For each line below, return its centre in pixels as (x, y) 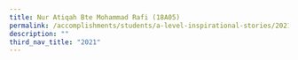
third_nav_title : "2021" (55, 42)
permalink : (29, 26)
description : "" (39, 34)
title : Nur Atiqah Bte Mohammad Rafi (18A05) (94, 17)
